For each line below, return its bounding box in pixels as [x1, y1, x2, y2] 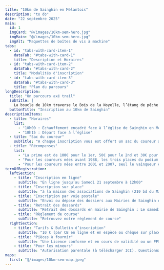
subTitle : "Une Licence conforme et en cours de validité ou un [18, 239, 152, 244]
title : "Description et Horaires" [14, 57, 84, 62]
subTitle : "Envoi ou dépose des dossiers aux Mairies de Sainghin [18, 198, 156, 203]
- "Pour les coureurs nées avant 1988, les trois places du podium [18, 157, 159, 162]
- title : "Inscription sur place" [14, 184, 84, 189]
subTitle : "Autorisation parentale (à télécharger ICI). [18, 248, 137, 253]
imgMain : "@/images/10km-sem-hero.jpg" [9, 35, 91, 40]
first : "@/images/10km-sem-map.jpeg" [9, 257, 86, 262]
